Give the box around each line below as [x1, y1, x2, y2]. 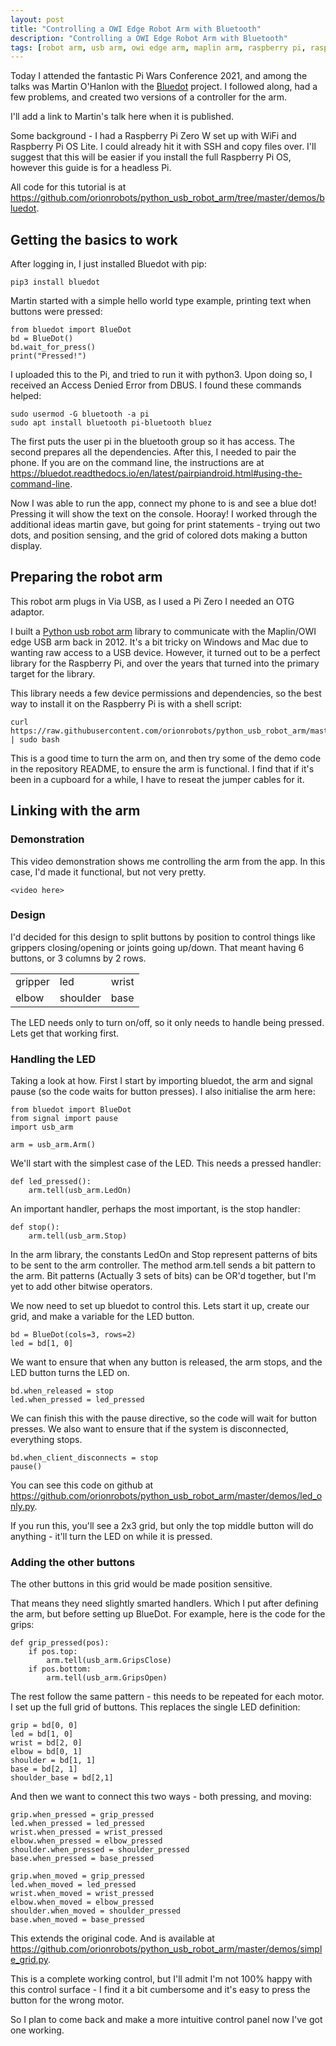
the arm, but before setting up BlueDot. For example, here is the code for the [10, 1608, 326, 1620]
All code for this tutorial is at [10, 181, 127, 193]
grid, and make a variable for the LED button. [10, 1311, 195, 1323]
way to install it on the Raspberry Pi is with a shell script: [10, 697, 243, 710]
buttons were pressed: [10, 306, 103, 318]
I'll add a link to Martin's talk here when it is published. [10, 111, 235, 123]
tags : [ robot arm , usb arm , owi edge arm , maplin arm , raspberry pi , [10, 42, 307, 53]
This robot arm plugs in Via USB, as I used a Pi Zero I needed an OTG [10, 595, 295, 607]
